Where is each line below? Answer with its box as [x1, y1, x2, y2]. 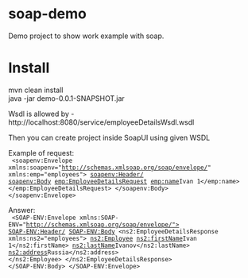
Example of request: [8, 148, 74, 157]
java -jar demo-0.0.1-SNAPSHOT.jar [8, 93, 125, 103]
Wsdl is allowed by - [8, 109, 75, 118]
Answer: [8, 205, 36, 214]
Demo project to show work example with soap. [8, 31, 165, 41]
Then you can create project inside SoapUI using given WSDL [8, 133, 211, 142]
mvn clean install [8, 85, 64, 95]
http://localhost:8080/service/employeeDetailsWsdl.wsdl [8, 117, 195, 127]
